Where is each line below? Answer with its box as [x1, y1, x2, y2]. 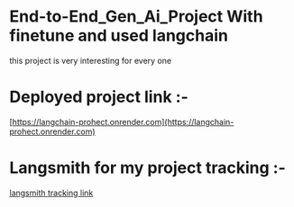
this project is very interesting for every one [9, 55, 172, 66]
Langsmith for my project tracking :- [9, 157, 286, 178]
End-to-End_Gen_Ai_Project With [9, 6, 263, 27]
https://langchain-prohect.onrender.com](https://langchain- [12, 116, 234, 127]
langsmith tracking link [9, 187, 94, 198]
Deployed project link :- [9, 87, 189, 107]
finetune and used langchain [9, 25, 228, 46]
